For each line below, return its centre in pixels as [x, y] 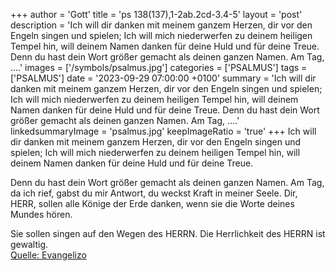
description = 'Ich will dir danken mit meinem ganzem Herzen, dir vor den [161, 25]
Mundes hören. [41, 214]
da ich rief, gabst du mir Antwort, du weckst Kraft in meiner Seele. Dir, [154, 193]
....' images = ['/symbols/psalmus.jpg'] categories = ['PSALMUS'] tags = [159, 67]
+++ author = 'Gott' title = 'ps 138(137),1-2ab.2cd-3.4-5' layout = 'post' [156, 14]
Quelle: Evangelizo [48, 255]
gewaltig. [29, 244]
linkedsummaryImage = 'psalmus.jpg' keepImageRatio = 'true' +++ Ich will [163, 131]
